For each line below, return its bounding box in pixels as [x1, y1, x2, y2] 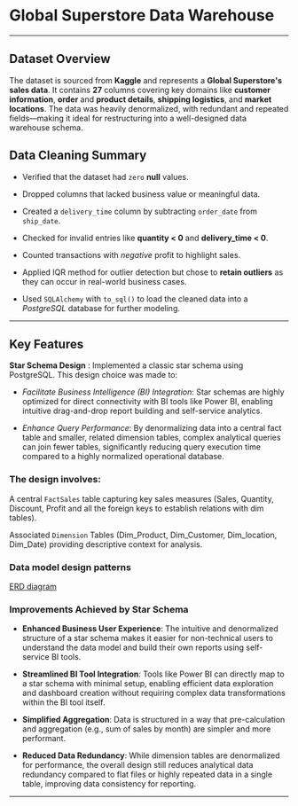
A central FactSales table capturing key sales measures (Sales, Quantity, [9, 493, 274, 504]
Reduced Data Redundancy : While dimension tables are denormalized [21, 750, 280, 761]
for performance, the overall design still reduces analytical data [21, 760, 254, 771]
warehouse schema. [9, 121, 83, 133]
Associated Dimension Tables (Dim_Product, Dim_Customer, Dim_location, [9, 529, 278, 540]
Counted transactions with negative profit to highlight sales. [21, 249, 241, 260]
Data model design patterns [9, 560, 131, 573]
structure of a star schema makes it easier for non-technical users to [21, 633, 273, 644]
